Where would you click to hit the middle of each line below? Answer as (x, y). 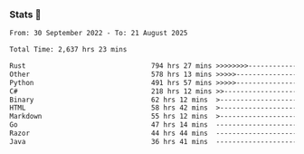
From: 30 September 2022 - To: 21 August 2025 (99, 34)
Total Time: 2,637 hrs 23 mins (68, 50)
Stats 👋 (25, 14)
